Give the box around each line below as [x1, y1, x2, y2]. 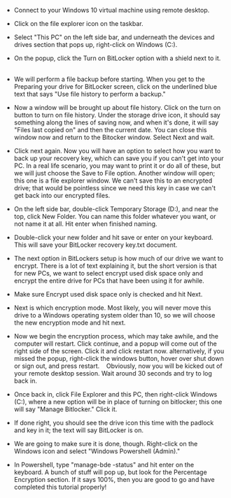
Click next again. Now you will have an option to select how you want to [13, 147, 221, 155]
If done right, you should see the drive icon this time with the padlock [13, 419, 214, 427]
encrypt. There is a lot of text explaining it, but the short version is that [13, 262, 217, 270]
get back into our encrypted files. [13, 192, 111, 199]
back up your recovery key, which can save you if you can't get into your [13, 154, 224, 162]
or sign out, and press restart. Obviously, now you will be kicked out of [13, 362, 223, 370]
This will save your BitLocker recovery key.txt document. [13, 241, 178, 249]
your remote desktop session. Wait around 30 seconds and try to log [13, 369, 212, 377]
